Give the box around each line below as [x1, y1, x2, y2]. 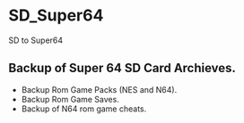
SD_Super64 [8, 5, 104, 26]
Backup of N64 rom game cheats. [21, 103, 147, 114]
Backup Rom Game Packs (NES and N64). [21, 84, 178, 94]
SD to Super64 [8, 35, 64, 45]
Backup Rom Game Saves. [21, 94, 120, 104]
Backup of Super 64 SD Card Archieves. [8, 61, 237, 76]
